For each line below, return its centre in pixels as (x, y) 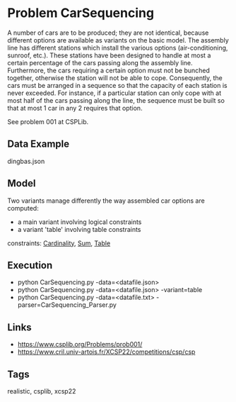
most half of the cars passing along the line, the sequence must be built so (116, 100)
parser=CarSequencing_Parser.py (67, 305)
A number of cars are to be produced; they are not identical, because (108, 33)
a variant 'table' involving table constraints (79, 229)
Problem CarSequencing (81, 13)
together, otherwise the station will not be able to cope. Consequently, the (115, 78)
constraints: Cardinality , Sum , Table (59, 243)
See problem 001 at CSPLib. (48, 121)
